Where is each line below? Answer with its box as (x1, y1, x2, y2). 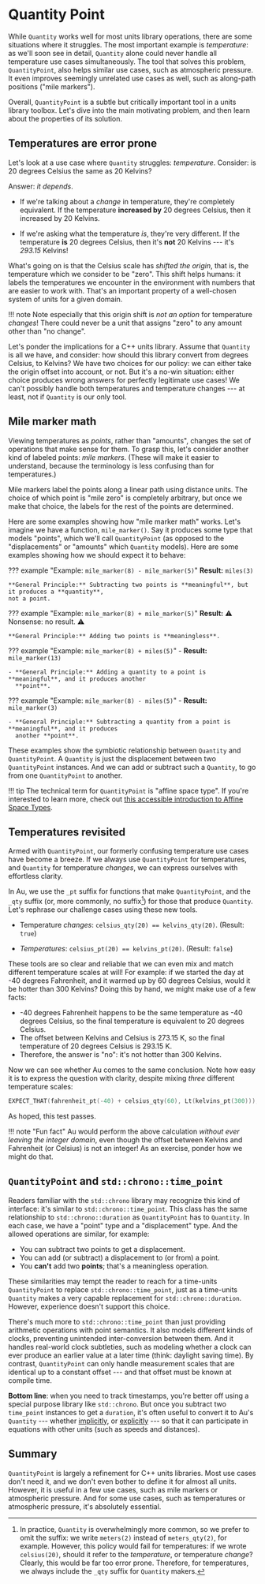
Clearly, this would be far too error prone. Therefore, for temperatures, (19, 1558, 249, 1567)
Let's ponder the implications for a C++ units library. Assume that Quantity (8, 342, 251, 351)
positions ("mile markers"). (8, 81, 95, 92)
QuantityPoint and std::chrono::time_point (8, 1175, 223, 1188)
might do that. (8, 1152, 54, 1161)
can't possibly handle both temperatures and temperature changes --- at (8, 383, 245, 393)
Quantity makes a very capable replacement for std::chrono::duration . (8, 1293, 242, 1302)
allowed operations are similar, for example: (8, 1229, 150, 1238)
